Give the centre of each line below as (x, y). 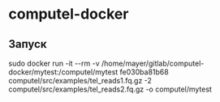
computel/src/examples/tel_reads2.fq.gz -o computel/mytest (110, 89)
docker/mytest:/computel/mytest (63, 72)
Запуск (28, 44)
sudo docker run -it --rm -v (54, 63)
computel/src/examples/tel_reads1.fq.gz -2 (80, 81)
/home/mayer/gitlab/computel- (153, 63)
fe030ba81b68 (144, 72)
